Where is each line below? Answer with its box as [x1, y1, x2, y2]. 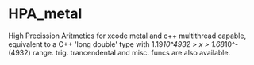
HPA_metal [8, 5, 83, 23]
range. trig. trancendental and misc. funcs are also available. [33, 48, 231, 57]
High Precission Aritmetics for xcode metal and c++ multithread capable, [8, 31, 247, 40]
